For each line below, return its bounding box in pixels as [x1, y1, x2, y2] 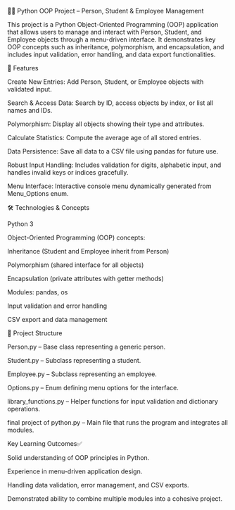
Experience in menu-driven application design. [7, 467, 143, 475]
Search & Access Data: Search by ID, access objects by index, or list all [7, 99, 213, 107]
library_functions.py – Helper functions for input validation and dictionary [7, 397, 218, 405]
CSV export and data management [7, 316, 108, 323]
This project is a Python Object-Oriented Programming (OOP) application [7, 20, 219, 28]
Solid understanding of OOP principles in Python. [7, 454, 150, 461]
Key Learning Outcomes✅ [7, 440, 83, 447]
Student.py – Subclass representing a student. [7, 356, 141, 364]
